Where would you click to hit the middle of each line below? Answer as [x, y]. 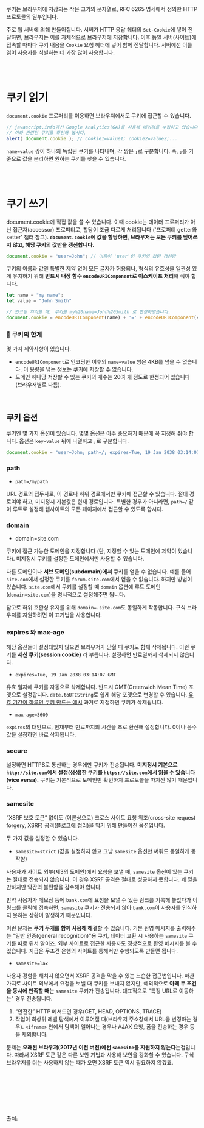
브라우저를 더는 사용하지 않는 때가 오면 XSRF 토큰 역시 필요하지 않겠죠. [90, 1063]
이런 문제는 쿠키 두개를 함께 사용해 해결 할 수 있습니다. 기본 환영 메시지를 [91, 928]
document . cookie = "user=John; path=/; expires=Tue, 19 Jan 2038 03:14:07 [103, 452]
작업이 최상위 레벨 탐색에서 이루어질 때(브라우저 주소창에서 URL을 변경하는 [103, 1019]
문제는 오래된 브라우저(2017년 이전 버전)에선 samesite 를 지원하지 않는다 [91, 1048]
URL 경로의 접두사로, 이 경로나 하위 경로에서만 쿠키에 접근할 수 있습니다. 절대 [97, 494]
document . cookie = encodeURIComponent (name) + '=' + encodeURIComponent [100, 317]
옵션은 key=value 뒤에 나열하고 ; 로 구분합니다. [74, 441]
